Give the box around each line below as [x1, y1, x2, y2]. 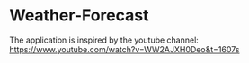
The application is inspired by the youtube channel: [9, 35, 200, 45]
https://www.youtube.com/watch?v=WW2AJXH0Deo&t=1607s [9, 43, 240, 54]
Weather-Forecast [9, 5, 149, 26]
